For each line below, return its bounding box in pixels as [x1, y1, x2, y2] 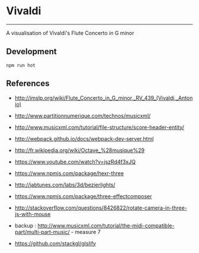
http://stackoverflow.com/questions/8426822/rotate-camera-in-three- [14, 204, 188, 211]
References [6, 78, 50, 88]
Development [6, 46, 57, 57]
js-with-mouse [14, 210, 51, 217]
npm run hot [6, 62, 36, 68]
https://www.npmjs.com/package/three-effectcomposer [14, 192, 152, 200]
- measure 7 [70, 228, 101, 235]
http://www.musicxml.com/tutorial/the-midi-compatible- [37, 222, 175, 229]
